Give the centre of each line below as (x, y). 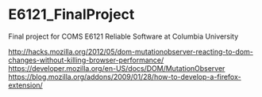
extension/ (26, 85)
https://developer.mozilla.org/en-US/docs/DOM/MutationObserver (117, 68)
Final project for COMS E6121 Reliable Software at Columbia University (123, 36)
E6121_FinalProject (71, 15)
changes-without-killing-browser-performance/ (86, 60)
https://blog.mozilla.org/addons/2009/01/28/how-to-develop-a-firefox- (125, 76)
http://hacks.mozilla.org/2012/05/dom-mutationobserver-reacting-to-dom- (131, 51)
